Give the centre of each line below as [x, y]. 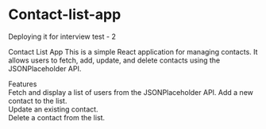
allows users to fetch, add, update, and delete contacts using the [114, 60]
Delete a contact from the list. [57, 117]
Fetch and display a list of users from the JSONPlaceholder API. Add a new [131, 92]
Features [23, 84]
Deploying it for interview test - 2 [62, 36]
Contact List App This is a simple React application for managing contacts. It [133, 51]
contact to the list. [38, 101]
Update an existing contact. [53, 109]
